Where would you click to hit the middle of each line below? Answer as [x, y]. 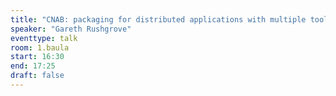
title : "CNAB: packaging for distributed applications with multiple [158, 19]
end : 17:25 [33, 66]
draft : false [37, 76]
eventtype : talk [44, 38]
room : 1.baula [40, 47]
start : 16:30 [37, 57]
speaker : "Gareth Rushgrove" [71, 29]
